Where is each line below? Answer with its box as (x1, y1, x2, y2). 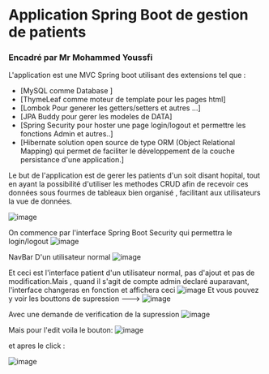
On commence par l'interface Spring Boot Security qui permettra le (8, 228, 233, 238)
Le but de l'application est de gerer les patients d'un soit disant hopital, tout (8, 170, 261, 180)
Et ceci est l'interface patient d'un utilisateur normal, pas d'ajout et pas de (8, 268, 255, 277)
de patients (8, 23, 87, 41)
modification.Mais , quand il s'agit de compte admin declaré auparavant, (8, 277, 250, 286)
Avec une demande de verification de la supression (8, 310, 180, 320)
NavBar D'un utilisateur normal (8, 252, 111, 262)
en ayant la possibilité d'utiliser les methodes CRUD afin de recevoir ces (8, 179, 249, 189)
